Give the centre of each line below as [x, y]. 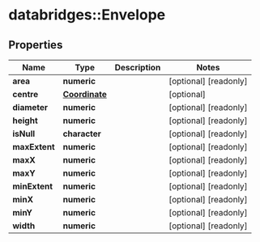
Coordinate [85, 94]
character [82, 134]
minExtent [33, 186]
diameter [30, 107]
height [25, 121]
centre [26, 94]
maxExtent [34, 147]
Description [138, 68]
